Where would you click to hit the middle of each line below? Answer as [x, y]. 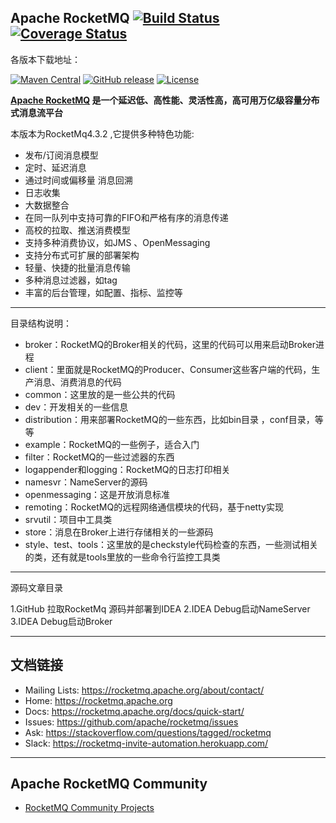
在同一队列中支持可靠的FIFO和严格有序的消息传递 [126, 217]
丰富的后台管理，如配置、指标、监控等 [103, 292]
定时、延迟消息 [55, 167]
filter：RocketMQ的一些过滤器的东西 [99, 457]
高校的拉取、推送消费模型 [77, 230]
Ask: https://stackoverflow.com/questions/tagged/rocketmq [148, 732]
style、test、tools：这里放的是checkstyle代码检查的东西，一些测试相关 [171, 544]
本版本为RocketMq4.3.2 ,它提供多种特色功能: [102, 133]
